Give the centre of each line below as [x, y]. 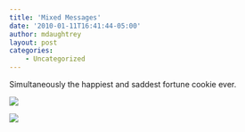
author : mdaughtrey [45, 34]
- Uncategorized [56, 59]
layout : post [33, 42]
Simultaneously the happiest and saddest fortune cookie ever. [123, 84]
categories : [31, 51]
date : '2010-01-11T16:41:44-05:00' [75, 26]
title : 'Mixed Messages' [55, 17]
